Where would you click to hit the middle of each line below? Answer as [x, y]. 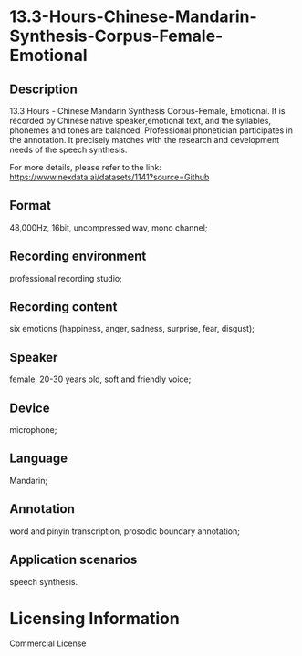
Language [39, 459]
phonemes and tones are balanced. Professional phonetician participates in [151, 130]
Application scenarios [73, 560]
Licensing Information [94, 618]
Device [30, 408]
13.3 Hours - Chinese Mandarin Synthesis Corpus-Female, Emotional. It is [147, 111]
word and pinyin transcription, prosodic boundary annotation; [125, 531]
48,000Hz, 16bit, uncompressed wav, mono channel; [109, 227]
